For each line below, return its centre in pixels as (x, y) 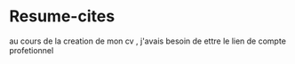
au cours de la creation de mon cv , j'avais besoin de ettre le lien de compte (148, 41)
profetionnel (32, 50)
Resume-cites (62, 16)
